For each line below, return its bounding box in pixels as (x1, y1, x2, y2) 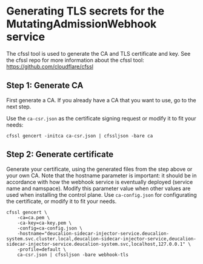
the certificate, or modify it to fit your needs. (6, 197, 117, 205)
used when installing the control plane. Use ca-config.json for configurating (6, 191, 197, 198)
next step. (6, 103, 32, 110)
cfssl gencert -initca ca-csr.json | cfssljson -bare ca (6, 133, 153, 139)
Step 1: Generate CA (6, 81, 84, 91)
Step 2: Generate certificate (6, 150, 114, 160)
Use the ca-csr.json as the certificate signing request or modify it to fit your (6, 114, 196, 122)
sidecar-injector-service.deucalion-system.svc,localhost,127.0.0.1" (6, 241, 186, 247)
